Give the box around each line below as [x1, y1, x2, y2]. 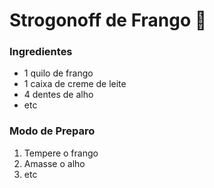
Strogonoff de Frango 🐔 [9, 9, 207, 32]
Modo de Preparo [9, 124, 96, 138]
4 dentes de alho [23, 89, 94, 101]
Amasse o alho [23, 157, 86, 169]
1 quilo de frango [23, 67, 94, 79]
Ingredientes [9, 45, 73, 59]
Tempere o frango [23, 147, 99, 159]
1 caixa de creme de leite [23, 78, 127, 90]
